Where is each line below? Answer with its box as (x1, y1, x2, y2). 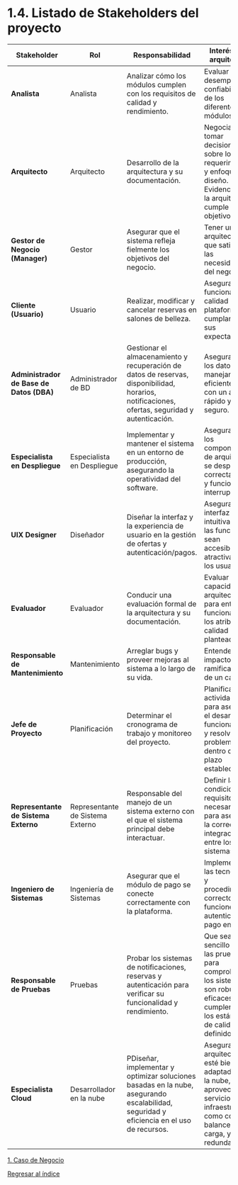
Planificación (69, 724, 113, 734)
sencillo (204, 940, 230, 950)
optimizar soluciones (126, 1071, 196, 1081)
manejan (204, 369, 233, 379)
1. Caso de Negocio (7, 1155, 64, 1164)
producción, (126, 456, 167, 466)
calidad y (126, 97, 157, 107)
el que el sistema (126, 815, 183, 825)
